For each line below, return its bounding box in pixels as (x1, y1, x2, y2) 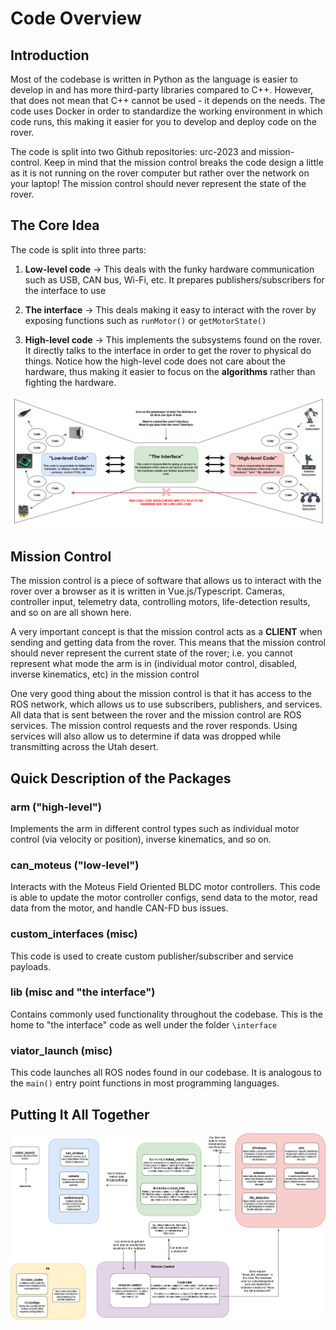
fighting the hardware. (24, 376, 117, 388)
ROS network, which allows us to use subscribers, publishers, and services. (10, 698, 323, 711)
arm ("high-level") (10, 800, 102, 814)
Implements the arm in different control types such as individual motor (10, 822, 300, 834)
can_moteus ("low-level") (10, 858, 140, 872)
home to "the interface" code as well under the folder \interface (10, 1018, 278, 1031)
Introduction (10, 47, 90, 64)
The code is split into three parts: (10, 243, 147, 256)
